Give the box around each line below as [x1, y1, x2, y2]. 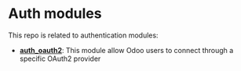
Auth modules [8, 5, 102, 23]
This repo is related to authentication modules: [8, 30, 159, 40]
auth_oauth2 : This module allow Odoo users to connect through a [19, 45, 234, 55]
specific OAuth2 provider [19, 54, 101, 63]
